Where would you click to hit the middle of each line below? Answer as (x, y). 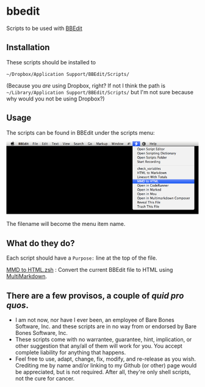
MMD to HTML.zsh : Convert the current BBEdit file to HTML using (90, 270)
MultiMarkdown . (27, 276)
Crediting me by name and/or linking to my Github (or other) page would (106, 366)
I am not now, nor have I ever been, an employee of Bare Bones (95, 320)
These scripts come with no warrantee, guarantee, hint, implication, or (103, 340)
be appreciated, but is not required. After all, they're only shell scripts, (103, 372)
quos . (17, 305)
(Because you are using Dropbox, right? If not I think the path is (86, 85)
